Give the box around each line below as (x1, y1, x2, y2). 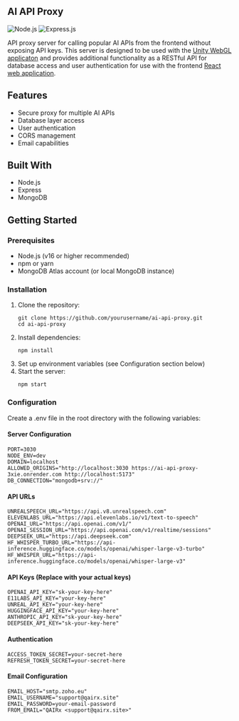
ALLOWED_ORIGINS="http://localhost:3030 (7, 464, 129, 471)
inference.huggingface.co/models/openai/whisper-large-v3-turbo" (7, 546, 205, 553)
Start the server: (17, 367, 66, 376)
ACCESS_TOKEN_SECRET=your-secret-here (7, 650, 122, 658)
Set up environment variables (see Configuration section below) (17, 359, 206, 368)
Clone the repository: (17, 301, 80, 310)
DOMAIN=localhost (7, 458, 59, 466)
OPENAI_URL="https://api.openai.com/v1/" (7, 521, 132, 528)
